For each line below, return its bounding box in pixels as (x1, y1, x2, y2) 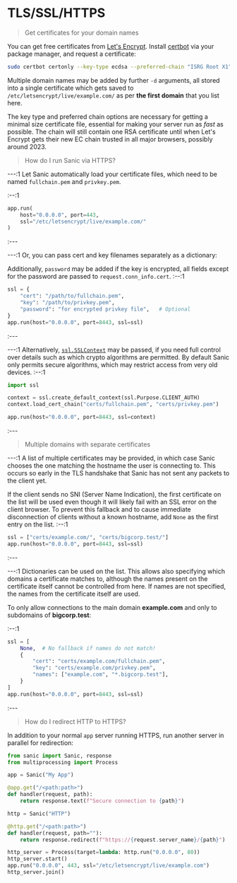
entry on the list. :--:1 (7, 520, 68, 529)
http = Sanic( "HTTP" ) (7, 810, 71, 817)
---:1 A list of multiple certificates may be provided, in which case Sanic (7, 454, 215, 463)
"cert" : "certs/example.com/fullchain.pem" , (32, 658, 166, 665)
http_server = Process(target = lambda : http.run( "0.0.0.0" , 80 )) (7, 849, 200, 856)
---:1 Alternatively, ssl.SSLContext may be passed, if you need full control (7, 345, 221, 354)
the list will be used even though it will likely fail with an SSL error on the (7, 497, 217, 507)
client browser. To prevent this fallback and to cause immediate (7, 505, 192, 514)
